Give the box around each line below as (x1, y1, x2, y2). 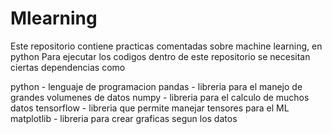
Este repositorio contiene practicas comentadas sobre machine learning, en (10, 40, 323, 52)
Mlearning (10, 7, 98, 30)
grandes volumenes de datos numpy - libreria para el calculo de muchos (10, 91, 310, 103)
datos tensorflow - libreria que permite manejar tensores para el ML (10, 102, 290, 114)
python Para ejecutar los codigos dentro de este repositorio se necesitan (10, 50, 311, 62)
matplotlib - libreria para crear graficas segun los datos (10, 112, 238, 124)
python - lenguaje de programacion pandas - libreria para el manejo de (10, 80, 303, 92)
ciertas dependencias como (10, 61, 126, 73)
